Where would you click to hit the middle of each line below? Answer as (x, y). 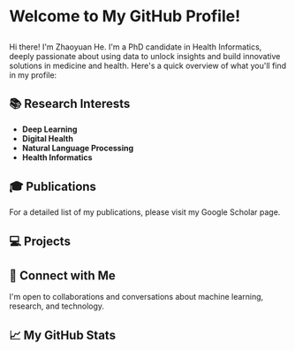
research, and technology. (57, 306)
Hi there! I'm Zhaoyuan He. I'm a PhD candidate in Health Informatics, (136, 47)
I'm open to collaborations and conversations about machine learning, (136, 297)
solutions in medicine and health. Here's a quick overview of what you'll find (148, 65)
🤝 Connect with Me (63, 275)
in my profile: (33, 75)
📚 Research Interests (70, 103)
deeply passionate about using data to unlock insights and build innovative (145, 56)
